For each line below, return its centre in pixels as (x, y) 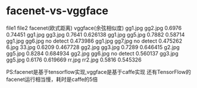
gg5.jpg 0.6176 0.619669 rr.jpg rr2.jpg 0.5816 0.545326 (74, 60)
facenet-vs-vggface (57, 11)
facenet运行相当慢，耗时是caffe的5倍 (52, 79)
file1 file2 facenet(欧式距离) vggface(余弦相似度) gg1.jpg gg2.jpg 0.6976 (94, 28)
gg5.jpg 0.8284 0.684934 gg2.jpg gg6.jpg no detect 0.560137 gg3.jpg (92, 53)
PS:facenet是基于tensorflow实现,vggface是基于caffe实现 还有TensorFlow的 (99, 71)
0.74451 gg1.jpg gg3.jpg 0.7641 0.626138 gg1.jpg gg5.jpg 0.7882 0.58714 (96, 34)
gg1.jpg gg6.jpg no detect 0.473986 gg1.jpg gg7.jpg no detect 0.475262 (94, 41)
